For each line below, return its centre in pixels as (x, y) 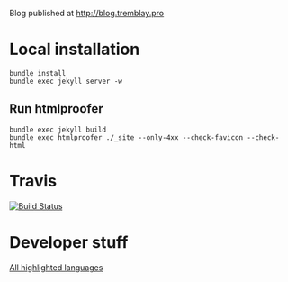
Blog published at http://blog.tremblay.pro (87, 13)
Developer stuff (69, 242)
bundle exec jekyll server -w (66, 81)
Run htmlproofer (56, 109)
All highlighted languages (56, 267)
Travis (33, 181)
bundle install (38, 73)
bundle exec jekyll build (58, 130)
